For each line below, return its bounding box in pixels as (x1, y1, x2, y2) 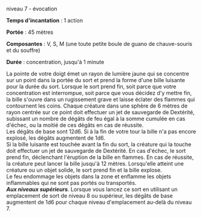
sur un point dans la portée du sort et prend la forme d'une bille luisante (6, 77, 186, 83)
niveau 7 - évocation (6, 5, 57, 12)
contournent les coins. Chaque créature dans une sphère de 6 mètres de (6, 102, 188, 109)
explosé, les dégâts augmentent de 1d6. (6, 134, 106, 141)
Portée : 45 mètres (6, 28, 53, 36)
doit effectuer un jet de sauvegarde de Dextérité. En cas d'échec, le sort (6, 147, 186, 154)
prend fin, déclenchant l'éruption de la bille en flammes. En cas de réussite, (6, 154, 194, 161)
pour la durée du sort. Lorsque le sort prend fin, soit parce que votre (6, 83, 177, 90)
